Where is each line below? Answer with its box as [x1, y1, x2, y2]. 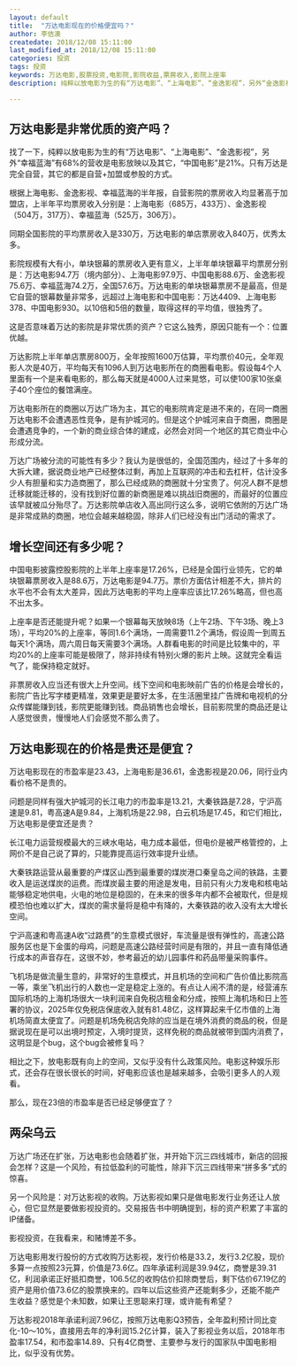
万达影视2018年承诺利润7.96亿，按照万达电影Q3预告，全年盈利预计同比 [9, 1314, 270, 1324]
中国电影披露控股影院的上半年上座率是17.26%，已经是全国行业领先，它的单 [9, 564, 283, 575]
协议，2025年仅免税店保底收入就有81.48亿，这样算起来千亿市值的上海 [24, 1004, 281, 1015]
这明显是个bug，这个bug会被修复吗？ [9, 1038, 146, 1048]
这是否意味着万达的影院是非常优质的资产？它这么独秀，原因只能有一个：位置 [9, 321, 288, 332]
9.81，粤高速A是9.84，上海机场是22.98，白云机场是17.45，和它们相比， [24, 807, 287, 818]
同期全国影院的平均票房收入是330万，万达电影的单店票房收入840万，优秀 [9, 228, 278, 239]
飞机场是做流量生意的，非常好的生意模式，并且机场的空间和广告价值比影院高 [9, 971, 288, 982]
